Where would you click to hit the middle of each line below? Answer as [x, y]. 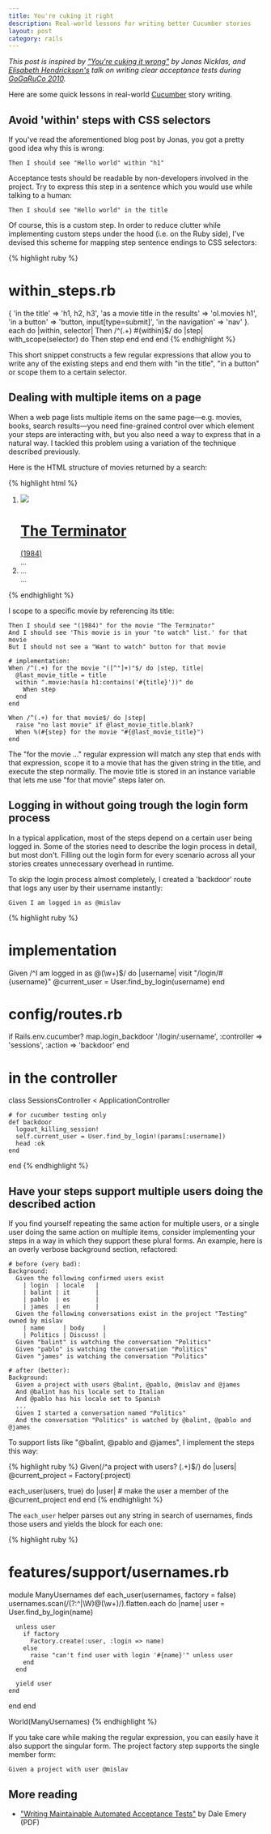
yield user [34, 1684]
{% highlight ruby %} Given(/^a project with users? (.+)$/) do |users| [123, 1467]
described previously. [44, 452]
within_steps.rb [62, 291]
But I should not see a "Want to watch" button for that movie [117, 647]
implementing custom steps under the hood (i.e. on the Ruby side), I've [127, 234]
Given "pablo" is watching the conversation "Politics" [112, 1350]
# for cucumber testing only [57, 1116]
